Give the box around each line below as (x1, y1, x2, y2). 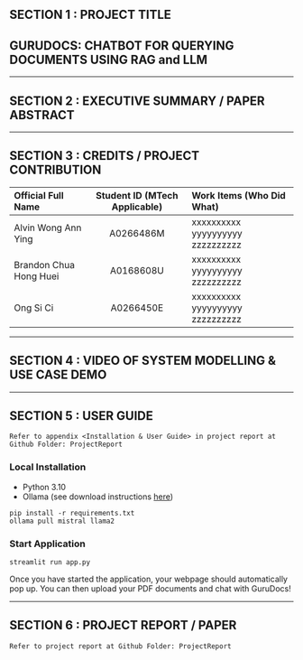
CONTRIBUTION (9, 163, 102, 178)
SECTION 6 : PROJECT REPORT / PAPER (9, 618, 237, 633)
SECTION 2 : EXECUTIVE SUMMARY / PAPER (9, 93, 265, 108)
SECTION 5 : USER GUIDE (9, 408, 153, 423)
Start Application (9, 537, 86, 550)
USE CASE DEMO (9, 367, 107, 383)
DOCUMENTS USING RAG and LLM (9, 51, 208, 67)
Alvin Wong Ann (14, 221, 82, 234)
